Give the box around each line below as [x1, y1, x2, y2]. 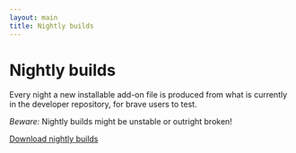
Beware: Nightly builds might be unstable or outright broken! [9, 116, 233, 127]
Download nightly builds [9, 133, 99, 144]
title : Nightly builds [9, 21, 94, 30]
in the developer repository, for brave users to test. [9, 99, 197, 110]
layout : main [9, 13, 58, 22]
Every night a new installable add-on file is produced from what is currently [9, 89, 288, 100]
